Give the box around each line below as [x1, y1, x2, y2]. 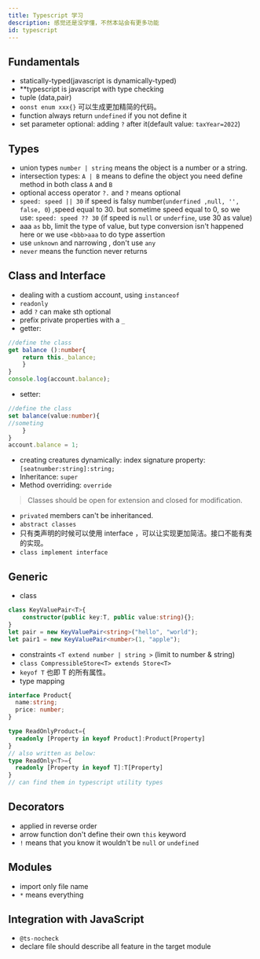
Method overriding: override [19, 480, 112, 490]
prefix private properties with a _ [19, 315, 126, 325]
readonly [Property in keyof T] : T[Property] [15, 764, 163, 772]
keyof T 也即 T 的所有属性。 [19, 667, 110, 677]
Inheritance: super [19, 472, 79, 482]
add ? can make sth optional [19, 307, 112, 316]
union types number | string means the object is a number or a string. [19, 163, 247, 172]
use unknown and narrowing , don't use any [19, 238, 156, 248]
